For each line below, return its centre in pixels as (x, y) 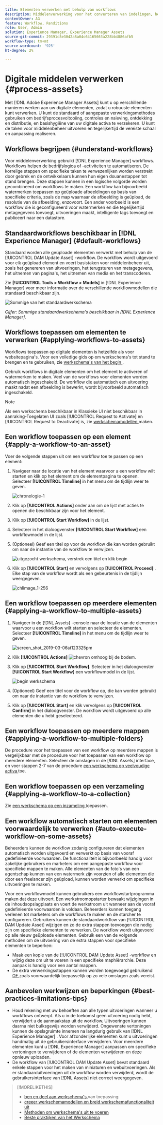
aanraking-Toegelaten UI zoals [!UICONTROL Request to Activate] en (74, 416)
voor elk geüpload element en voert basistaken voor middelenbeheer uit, (78, 263)
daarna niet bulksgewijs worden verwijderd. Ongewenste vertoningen (81, 1026)
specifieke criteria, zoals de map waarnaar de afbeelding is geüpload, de (78, 197)
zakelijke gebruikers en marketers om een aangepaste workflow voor (74, 863)
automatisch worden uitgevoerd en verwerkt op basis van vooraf (70, 853)
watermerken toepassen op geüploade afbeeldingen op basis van (71, 192)
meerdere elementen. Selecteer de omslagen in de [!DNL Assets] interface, (80, 761)
